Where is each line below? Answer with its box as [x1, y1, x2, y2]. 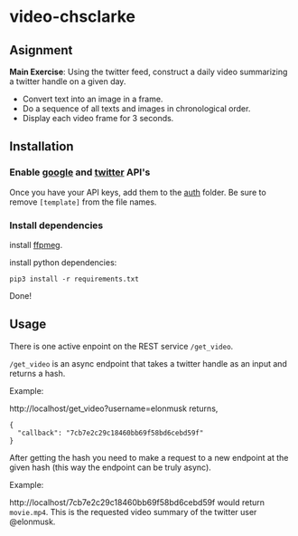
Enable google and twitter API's [9, 166, 151, 178]
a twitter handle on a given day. [9, 76, 126, 87]
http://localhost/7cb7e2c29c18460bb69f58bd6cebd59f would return [9, 496, 265, 508]
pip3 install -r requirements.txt [9, 274, 140, 283]
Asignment [9, 43, 73, 58]
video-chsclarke [9, 6, 136, 27]
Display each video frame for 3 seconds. [22, 113, 174, 123]
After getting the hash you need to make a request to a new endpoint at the [9, 452, 289, 463]
